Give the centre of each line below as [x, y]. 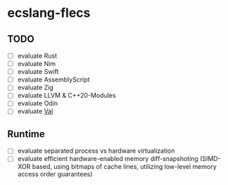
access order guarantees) [55, 174]
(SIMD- [210, 159]
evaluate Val [35, 111]
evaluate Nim [37, 64]
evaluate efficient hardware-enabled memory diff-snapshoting [108, 159]
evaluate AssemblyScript [53, 79]
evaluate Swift [38, 72]
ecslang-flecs [49, 13]
